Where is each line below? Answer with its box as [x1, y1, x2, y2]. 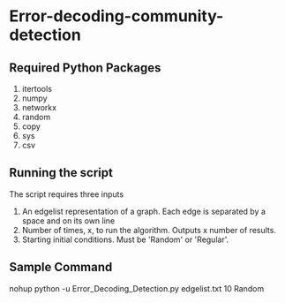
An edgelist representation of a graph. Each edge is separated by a [21, 206, 266, 216]
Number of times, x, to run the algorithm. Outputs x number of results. [21, 224, 276, 235]
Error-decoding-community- [9, 6, 224, 27]
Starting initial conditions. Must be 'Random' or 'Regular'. [21, 234, 229, 245]
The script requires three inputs [9, 188, 124, 200]
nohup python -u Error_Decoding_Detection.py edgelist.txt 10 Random [9, 283, 265, 293]
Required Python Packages [9, 60, 161, 75]
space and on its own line [21, 215, 116, 226]
